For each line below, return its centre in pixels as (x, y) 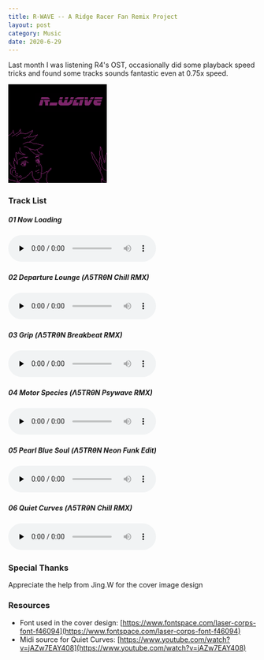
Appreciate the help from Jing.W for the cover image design (106, 585)
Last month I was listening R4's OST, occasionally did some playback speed (132, 65)
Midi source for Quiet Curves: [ (70, 639)
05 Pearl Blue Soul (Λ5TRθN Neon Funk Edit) (82, 450)
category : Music (35, 33)
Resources (29, 606)
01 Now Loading (35, 219)
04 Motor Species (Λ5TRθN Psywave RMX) (81, 392)
